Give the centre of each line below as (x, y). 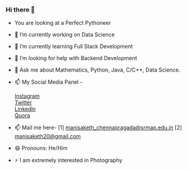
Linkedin (25, 109)
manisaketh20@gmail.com (47, 137)
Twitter (23, 103)
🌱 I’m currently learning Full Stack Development (74, 46)
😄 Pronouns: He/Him (41, 148)
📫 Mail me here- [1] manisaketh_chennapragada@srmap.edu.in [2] (98, 127)
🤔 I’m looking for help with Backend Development (76, 58)
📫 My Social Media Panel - (48, 82)
